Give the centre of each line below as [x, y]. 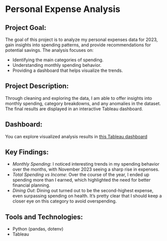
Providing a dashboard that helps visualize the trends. [68, 70]
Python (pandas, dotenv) [38, 229]
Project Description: [37, 86]
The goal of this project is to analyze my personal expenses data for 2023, [82, 39]
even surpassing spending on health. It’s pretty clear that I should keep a [87, 196]
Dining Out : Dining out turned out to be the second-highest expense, [83, 191]
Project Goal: [26, 28]
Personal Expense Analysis [63, 9]
